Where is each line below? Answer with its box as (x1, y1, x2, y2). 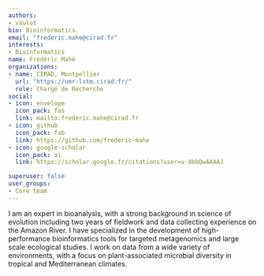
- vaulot (8, 19, 37, 27)
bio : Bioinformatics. (8, 26, 80, 34)
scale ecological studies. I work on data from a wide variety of (8, 242, 210, 252)
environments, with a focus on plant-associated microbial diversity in (8, 250, 232, 260)
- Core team (8, 187, 47, 195)
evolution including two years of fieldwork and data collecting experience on (8, 217, 257, 226)
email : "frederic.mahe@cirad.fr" (8, 33, 118, 42)
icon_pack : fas (15, 107, 65, 115)
